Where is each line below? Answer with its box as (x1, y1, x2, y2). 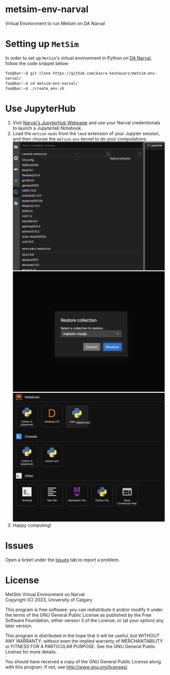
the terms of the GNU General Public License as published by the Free (5, 612, 152, 618)
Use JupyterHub (5, 103, 76, 115)
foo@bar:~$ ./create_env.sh (5, 86, 65, 91)
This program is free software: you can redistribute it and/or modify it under (5, 606, 163, 613)
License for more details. (5, 649, 57, 655)
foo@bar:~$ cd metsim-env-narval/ (5, 81, 78, 86)
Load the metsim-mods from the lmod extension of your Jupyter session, (12, 130, 160, 137)
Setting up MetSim (5, 38, 79, 50)
